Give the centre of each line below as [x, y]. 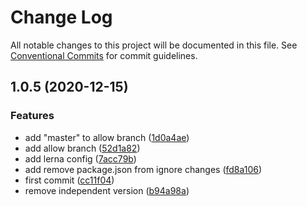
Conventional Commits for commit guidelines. [104, 55]
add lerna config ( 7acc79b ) [80, 158]
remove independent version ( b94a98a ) [107, 190]
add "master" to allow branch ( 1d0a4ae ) [107, 137]
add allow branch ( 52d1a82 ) [82, 148]
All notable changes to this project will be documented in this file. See [154, 45]
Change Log [61, 17]
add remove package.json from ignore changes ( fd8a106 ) [143, 169]
